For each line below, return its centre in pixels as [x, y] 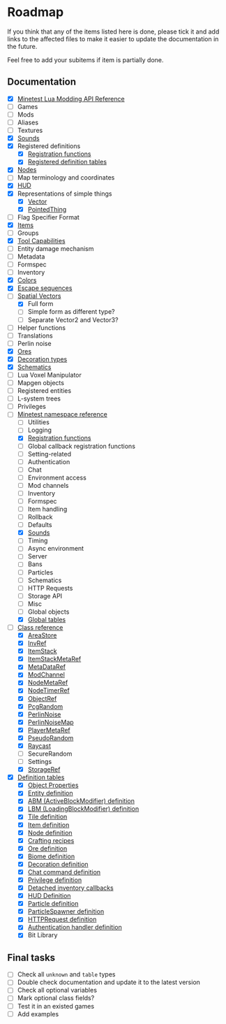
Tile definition [47, 817]
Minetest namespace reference [62, 414]
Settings [40, 762]
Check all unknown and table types [66, 974]
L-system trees [39, 398]
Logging [40, 430]
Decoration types [42, 359]
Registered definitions [49, 146]
